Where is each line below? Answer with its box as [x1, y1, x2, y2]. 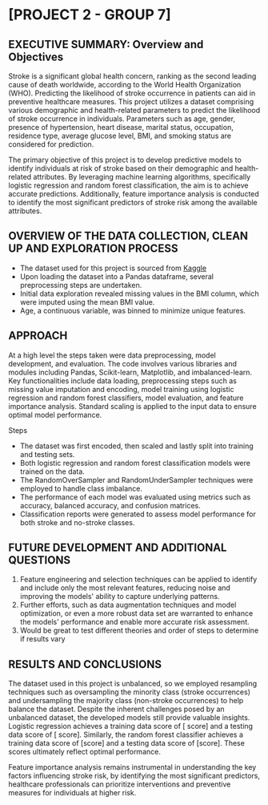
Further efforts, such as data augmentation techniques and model [19, 600, 237, 610]
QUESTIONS [8, 553, 70, 567]
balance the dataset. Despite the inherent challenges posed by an [8, 704, 226, 714]
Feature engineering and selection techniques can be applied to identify [19, 575, 258, 585]
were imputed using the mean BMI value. [19, 297, 155, 306]
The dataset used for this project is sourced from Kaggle [19, 263, 206, 273]
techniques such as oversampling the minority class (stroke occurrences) [8, 687, 250, 697]
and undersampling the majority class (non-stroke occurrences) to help [8, 696, 244, 706]
